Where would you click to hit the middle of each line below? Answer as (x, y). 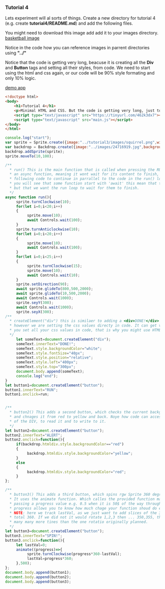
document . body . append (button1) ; (38, 572)
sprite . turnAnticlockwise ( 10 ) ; (48, 229)
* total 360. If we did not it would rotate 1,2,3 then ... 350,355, (82, 517)
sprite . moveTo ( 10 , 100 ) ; (29, 156)
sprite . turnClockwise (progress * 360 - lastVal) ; (74, 554)
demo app (15, 88)
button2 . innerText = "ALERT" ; (34, 435)
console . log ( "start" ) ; (28, 138)
